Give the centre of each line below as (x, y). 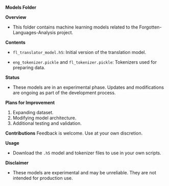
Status (13, 77)
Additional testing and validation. (47, 123)
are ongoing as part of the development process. (64, 93)
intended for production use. (43, 178)
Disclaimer (17, 163)
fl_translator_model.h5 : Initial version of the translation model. (79, 52)
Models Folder (21, 7)
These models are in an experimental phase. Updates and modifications (88, 87)
